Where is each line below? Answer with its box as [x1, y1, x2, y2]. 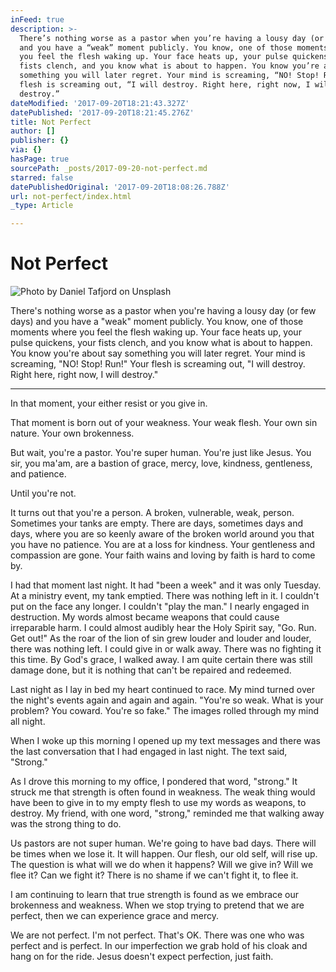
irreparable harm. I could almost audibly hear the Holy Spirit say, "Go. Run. [10, 622, 317, 634]
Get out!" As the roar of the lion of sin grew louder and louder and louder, [10, 632, 312, 645]
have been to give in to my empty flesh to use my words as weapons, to [10, 797, 307, 809]
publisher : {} [10, 136, 70, 146]
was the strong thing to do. [10, 818, 122, 830]
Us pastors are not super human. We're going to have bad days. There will [10, 837, 317, 850]
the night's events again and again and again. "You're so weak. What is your [10, 694, 324, 706]
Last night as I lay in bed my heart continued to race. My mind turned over [10, 684, 315, 696]
